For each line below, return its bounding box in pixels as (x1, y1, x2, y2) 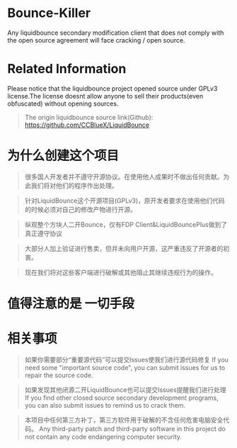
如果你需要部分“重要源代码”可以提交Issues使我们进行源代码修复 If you (24, 355, 229, 364)
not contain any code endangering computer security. (24, 432, 183, 441)
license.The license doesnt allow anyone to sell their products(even (7, 91, 204, 100)
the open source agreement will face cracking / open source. (7, 35, 185, 44)
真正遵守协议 (24, 229, 62, 237)
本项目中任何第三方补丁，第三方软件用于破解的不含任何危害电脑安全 (24, 415, 224, 424)
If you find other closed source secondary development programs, (24, 393, 219, 402)
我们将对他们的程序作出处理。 (30, 181, 118, 189)
